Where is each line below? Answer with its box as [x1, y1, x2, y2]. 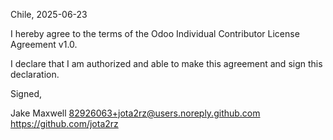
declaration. [10, 69, 60, 80]
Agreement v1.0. [10, 39, 78, 50]
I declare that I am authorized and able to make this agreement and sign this [10, 58, 323, 69]
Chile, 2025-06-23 [10, 9, 88, 20]
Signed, [10, 88, 42, 99]
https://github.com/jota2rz [10, 118, 119, 129]
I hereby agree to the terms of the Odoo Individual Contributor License [10, 28, 300, 39]
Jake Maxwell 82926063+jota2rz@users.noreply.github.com [10, 107, 261, 119]
